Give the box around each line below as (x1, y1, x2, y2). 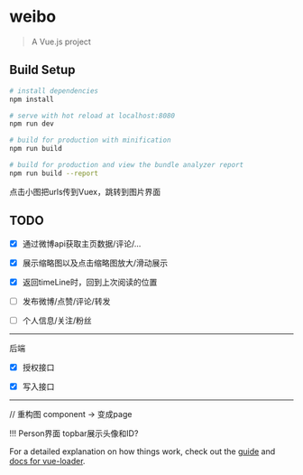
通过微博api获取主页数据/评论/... (22, 237, 142, 249)
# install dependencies (9, 86, 99, 96)
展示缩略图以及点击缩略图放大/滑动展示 (22, 257, 169, 268)
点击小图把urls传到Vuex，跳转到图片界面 (9, 186, 161, 197)
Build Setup (9, 62, 76, 78)
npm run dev (9, 119, 54, 128)
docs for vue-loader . (9, 456, 86, 466)
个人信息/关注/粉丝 (22, 314, 92, 326)
